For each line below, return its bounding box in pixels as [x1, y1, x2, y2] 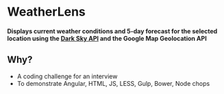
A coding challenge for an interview [16, 72, 118, 80]
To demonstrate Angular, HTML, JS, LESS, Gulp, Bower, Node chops [16, 79, 210, 87]
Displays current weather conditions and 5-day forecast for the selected [7, 27, 218, 35]
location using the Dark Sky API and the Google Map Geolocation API [7, 34, 207, 42]
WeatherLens [7, 4, 86, 20]
